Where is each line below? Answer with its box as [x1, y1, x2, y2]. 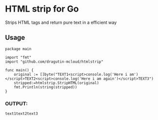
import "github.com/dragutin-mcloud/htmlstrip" [5, 59, 104, 64]
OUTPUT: [5, 100, 28, 107]
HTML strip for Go [5, 3, 79, 15]
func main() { [5, 68, 34, 72]
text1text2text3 [5, 111, 38, 116]
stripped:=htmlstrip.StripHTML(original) [14, 80, 99, 86]
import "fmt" [5, 55, 32, 60]
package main [5, 46, 32, 51]
